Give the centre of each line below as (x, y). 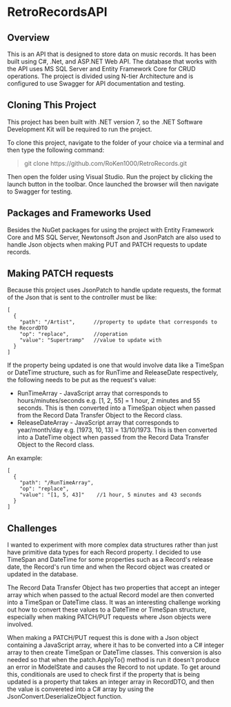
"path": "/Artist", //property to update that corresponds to (118, 322)
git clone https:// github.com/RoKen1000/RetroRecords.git (106, 163)
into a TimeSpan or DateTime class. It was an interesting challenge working (114, 603)
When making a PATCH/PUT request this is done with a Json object (103, 638)
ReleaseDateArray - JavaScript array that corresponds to (98, 423)
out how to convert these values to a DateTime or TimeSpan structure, (107, 610)
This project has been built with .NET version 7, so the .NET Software (105, 122)
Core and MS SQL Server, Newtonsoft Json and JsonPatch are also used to (114, 237)
